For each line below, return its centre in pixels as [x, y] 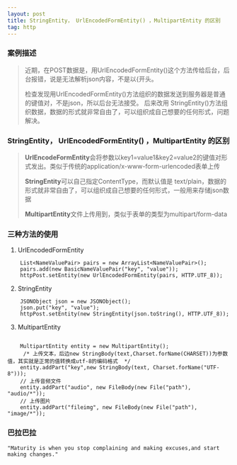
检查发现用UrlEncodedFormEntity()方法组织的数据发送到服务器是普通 [125, 94]
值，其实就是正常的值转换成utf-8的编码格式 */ [69, 362]
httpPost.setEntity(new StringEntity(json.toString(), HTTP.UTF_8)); [125, 314]
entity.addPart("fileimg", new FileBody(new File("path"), [109, 408]
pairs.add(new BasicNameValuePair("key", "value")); [99, 269]
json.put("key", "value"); [60, 308]
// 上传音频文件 [41, 381]
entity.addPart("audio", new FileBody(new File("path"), [106, 388]
